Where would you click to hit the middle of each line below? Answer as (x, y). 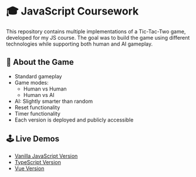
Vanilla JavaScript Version (46, 156)
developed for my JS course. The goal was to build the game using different (98, 37)
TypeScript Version (38, 162)
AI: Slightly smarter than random (54, 101)
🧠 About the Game (40, 62)
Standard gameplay (38, 76)
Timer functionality (37, 113)
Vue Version (29, 168)
